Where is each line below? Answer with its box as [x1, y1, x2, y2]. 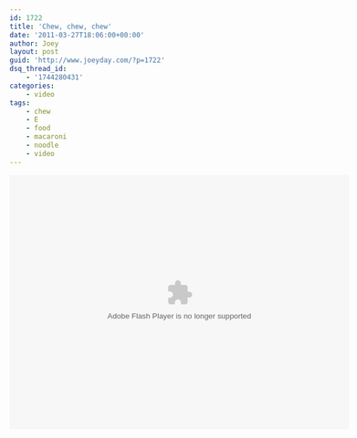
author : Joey [9, 38, 59, 48]
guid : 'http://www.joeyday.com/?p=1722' [9, 56, 166, 65]
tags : [9, 98, 30, 108]
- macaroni [26, 132, 68, 141]
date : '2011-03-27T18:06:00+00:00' [9, 30, 145, 39]
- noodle [26, 141, 59, 150]
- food [26, 124, 51, 133]
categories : [9, 81, 55, 90]
